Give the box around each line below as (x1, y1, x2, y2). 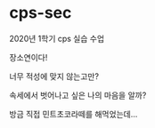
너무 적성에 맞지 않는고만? (9, 70, 100, 82)
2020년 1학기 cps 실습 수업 (9, 33, 105, 44)
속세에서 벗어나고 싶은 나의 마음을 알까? (9, 90, 147, 100)
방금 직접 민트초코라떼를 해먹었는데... (9, 108, 138, 119)
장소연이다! (9, 52, 48, 62)
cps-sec (9, 3, 72, 23)
